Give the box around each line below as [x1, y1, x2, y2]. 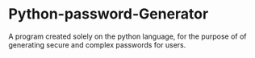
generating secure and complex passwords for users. [8, 39, 186, 49]
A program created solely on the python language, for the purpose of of [8, 31, 248, 41]
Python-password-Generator [8, 5, 209, 23]
